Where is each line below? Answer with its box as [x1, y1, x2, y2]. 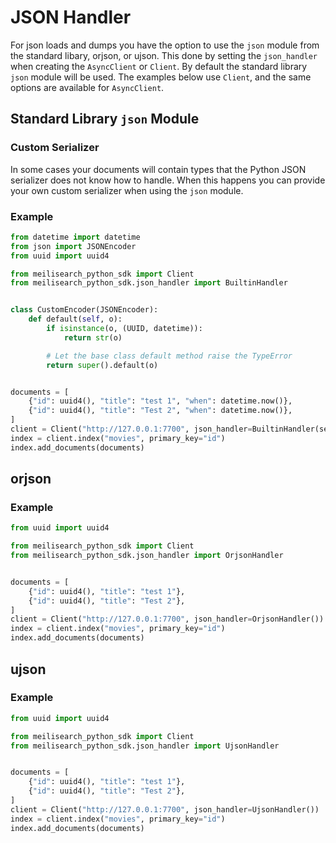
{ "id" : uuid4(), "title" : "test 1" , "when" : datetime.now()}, [28, 396, 293, 406]
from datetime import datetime [10, 232, 141, 242]
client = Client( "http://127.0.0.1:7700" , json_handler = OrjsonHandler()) [10, 614, 325, 625]
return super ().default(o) [46, 360, 159, 370]
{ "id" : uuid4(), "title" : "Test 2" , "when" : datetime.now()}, [28, 406, 293, 416]
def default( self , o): [28, 314, 123, 325]
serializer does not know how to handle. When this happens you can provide [10, 174, 326, 186]
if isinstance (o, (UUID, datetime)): [46, 324, 203, 334]
